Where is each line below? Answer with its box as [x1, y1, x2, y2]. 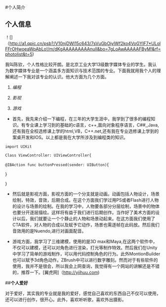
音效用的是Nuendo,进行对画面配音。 [12, 228, 86, 234]
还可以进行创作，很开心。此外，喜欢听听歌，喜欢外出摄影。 [5, 296, 126, 303]
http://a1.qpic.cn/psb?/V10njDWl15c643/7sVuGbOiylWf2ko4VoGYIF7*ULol [9, 40, 161, 46]
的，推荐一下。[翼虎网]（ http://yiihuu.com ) [12, 269, 100, 275]
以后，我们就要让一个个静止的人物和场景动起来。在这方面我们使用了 [16, 216, 156, 221]
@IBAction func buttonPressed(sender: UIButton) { [5, 161, 109, 167]
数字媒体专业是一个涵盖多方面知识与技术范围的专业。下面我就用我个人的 [9, 67, 157, 73]
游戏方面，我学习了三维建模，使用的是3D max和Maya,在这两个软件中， [12, 238, 158, 244]
